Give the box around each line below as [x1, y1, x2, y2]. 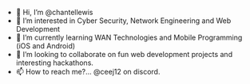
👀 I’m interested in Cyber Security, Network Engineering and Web [15, 16, 232, 25]
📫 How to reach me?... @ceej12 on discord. [15, 67, 161, 76]
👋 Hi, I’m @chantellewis [15, 8, 93, 17]
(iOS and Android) [15, 41, 76, 51]
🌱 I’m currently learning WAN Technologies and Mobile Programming [15, 32, 243, 42]
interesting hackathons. [15, 58, 94, 67]
